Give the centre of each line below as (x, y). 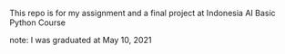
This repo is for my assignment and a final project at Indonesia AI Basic (142, 13)
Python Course (38, 22)
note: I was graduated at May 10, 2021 (81, 40)
